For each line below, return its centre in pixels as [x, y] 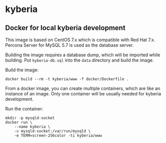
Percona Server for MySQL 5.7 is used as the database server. [69, 45]
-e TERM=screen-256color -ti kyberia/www [58, 135]
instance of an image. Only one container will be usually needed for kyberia [83, 94]
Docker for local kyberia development [65, 28]
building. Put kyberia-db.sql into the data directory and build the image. [79, 60]
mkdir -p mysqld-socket [30, 118]
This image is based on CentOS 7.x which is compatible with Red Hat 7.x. [80, 40]
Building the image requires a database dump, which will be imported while [83, 55]
